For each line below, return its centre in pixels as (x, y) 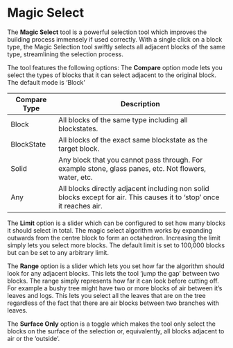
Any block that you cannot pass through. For (130, 160)
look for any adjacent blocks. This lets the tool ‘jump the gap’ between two (113, 273)
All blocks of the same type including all (123, 119)
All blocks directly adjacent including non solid (133, 188)
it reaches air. (80, 206)
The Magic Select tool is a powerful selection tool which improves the (107, 32)
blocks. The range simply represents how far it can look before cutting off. (113, 281)
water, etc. (75, 177)
